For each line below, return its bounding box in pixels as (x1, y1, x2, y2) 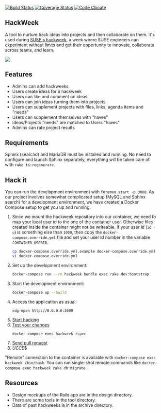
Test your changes (12, 322, 49, 328)
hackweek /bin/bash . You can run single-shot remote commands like (5, 359, 141, 365)
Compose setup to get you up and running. (5, 204, 91, 210)
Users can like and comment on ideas (12, 93, 88, 99)
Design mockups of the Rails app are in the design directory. (12, 392, 133, 397)
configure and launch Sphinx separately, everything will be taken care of (5, 157, 150, 162)
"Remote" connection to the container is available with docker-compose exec (5, 354, 156, 360)
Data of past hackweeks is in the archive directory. (12, 402, 113, 408)
